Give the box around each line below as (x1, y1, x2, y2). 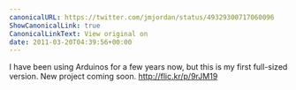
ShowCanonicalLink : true (9, 21, 101, 30)
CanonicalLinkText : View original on (9, 29, 148, 38)
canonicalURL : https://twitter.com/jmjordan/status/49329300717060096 (9, 12, 275, 22)
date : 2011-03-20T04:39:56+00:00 (9, 37, 133, 47)
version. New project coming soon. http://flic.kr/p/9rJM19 (9, 71, 218, 82)
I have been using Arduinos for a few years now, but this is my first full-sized (9, 62, 288, 72)
